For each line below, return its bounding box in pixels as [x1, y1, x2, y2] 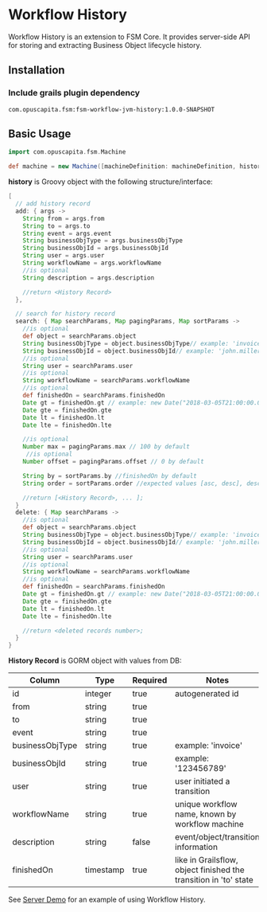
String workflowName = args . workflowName [22, 259, 161, 268]
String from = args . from [22, 214, 105, 222]
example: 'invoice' [174, 740, 242, 751]
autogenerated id [174, 688, 239, 699]
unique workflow [174, 799, 238, 810]
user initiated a [174, 776, 230, 787]
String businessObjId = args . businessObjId [22, 245, 169, 252]
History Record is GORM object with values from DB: [8, 656, 182, 666]
